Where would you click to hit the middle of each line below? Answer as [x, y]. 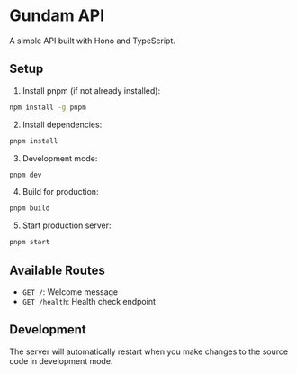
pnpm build [30, 208]
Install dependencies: [62, 124]
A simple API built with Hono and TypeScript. [92, 41]
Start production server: [67, 225]
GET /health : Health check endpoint [89, 301]
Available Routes [58, 270]
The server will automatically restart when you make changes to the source [149, 351]
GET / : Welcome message [70, 292]
